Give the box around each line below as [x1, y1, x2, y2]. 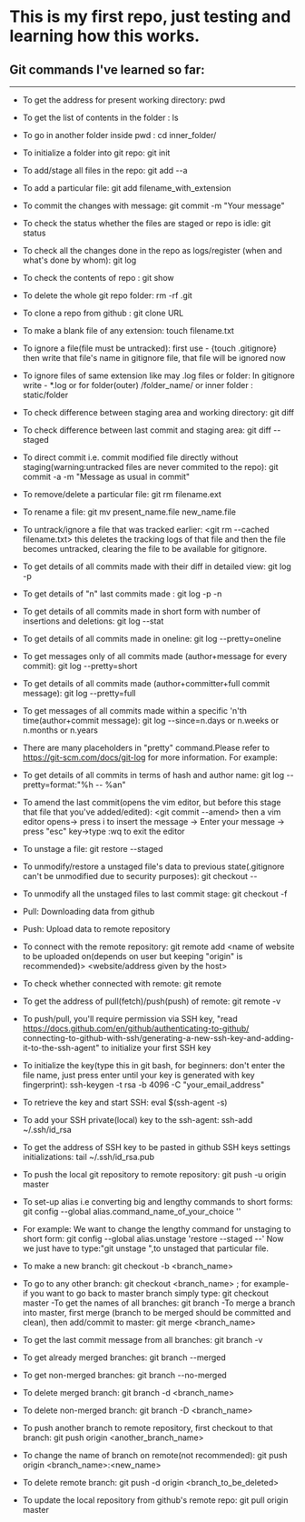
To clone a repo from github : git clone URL [22, 307, 184, 318]
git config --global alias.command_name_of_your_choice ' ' [22, 1207, 241, 1217]
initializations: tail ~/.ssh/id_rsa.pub [22, 1152, 154, 1162]
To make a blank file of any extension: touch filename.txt [22, 325, 234, 335]
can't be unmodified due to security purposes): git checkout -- [22, 871, 258, 881]
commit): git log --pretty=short [22, 661, 138, 671]
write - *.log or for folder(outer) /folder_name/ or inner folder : [22, 380, 253, 390]
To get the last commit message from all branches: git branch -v [22, 1335, 263, 1345]
